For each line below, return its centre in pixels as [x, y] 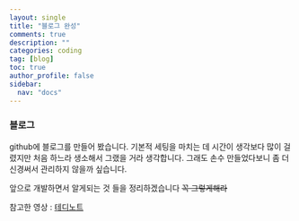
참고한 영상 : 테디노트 [46, 207]
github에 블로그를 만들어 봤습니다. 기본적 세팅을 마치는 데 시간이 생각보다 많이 [145, 146]
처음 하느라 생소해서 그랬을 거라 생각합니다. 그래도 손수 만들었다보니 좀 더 [161, 157]
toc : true [28, 68]
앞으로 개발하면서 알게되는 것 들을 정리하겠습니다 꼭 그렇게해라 [119, 188]
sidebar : [26, 84]
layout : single [38, 17]
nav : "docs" [40, 92]
